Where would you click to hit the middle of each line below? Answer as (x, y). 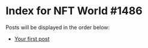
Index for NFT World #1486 (74, 11)
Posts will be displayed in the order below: (58, 27)
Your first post (32, 39)
